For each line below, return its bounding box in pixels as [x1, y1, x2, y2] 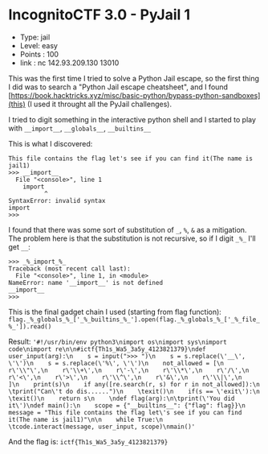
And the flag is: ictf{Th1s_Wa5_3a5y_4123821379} [8, 436, 169, 446]
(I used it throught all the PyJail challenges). [26, 99, 173, 109]
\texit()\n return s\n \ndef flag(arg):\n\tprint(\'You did [8, 394, 235, 402]
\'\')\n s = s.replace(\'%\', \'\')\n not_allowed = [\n [8, 359, 225, 367]
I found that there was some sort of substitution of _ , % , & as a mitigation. [8, 225, 247, 234]
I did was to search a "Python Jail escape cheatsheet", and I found [8, 82, 229, 92]
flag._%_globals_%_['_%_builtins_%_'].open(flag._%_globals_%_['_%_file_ [8, 316, 261, 324]
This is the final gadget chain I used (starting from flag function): [8, 307, 222, 316]
